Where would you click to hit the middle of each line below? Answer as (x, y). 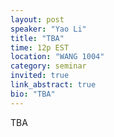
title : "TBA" (37, 38)
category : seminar (48, 66)
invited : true (40, 76)
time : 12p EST (40, 47)
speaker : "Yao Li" (48, 29)
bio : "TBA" (33, 94)
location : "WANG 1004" (57, 57)
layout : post (37, 19)
